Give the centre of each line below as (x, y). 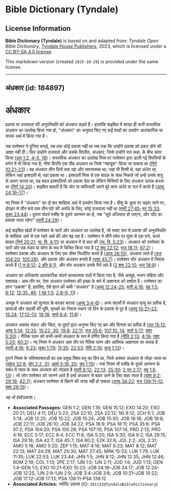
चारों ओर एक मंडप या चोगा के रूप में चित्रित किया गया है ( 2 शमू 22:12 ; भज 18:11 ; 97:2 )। (80, 248)
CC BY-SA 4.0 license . (29, 52)
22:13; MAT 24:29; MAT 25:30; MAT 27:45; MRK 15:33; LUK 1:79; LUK (86, 451)
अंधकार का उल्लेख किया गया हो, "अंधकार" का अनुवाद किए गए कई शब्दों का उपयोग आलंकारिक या (84, 130)
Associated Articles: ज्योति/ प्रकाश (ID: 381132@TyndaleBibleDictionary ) (85, 484)
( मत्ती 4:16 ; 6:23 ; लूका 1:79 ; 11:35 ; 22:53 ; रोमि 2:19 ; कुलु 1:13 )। (65, 348)
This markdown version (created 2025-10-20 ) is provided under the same (82, 62)
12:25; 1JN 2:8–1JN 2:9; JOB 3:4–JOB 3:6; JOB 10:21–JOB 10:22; (91, 473)
